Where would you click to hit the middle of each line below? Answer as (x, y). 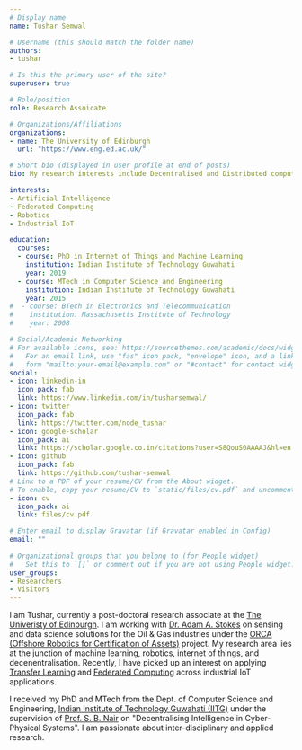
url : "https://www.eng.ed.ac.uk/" (82, 149)
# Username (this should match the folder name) (102, 42)
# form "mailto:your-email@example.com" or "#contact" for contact (142, 365)
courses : (34, 248)
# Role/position (40, 100)
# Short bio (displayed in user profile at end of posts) (120, 166)
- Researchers (36, 581)
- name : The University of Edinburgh (80, 141)
